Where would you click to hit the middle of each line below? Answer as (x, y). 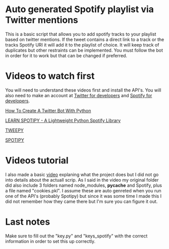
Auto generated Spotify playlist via (79, 9)
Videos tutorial (37, 161)
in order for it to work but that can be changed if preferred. (66, 55)
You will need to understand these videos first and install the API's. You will (83, 90)
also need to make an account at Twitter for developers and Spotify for (79, 95)
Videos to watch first (50, 76)
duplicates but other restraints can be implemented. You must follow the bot (84, 50)
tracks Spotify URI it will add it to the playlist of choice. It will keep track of (82, 45)
